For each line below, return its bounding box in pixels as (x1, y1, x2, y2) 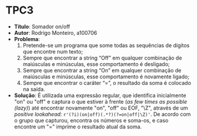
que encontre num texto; (22, 48, 83, 55)
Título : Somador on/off (14, 23, 70, 30)
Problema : (14, 35, 40, 42)
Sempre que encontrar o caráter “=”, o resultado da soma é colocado (22, 79, 191, 86)
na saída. (22, 85, 45, 92)
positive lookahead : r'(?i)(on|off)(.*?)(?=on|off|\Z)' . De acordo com (14, 110, 191, 118)
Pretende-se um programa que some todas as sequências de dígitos (22, 42, 190, 49)
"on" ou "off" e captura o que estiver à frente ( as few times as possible (14, 98, 187, 105)
